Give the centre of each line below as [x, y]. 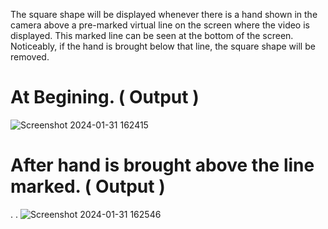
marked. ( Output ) [88, 186]
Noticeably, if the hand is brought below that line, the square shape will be [163, 46]
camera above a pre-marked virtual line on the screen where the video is [160, 25]
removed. [30, 57]
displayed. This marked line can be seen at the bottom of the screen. [152, 35]
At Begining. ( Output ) [105, 97]
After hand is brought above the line [162, 165]
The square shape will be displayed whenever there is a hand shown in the [164, 14]
